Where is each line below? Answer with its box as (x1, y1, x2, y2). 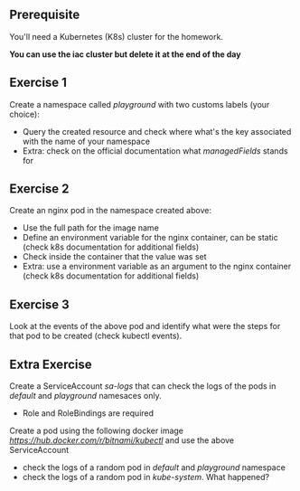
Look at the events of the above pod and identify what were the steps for (9, 321, 281, 332)
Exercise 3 (9, 297, 70, 312)
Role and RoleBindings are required (22, 408, 155, 419)
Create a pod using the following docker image (9, 425, 183, 437)
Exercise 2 (9, 181, 70, 197)
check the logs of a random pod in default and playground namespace (22, 462, 286, 473)
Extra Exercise (9, 356, 92, 372)
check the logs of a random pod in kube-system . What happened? (22, 472, 270, 483)
